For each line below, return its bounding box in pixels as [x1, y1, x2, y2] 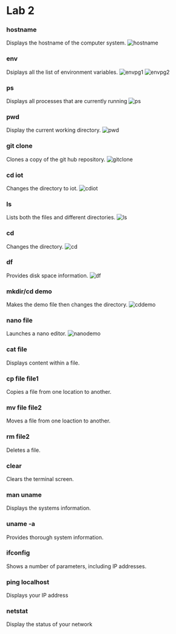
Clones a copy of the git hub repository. [6, 155, 106, 163]
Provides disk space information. [6, 272, 89, 279]
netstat [6, 607, 29, 616]
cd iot [6, 171, 24, 179]
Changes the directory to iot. [6, 184, 78, 192]
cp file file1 [6, 374, 39, 383]
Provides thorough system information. [6, 533, 104, 541]
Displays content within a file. [6, 359, 80, 366]
